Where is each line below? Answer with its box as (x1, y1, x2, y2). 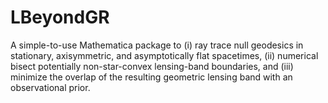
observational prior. (10, 81, 91, 93)
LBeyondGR (10, 6, 110, 29)
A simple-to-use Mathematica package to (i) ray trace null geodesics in (10, 39, 304, 51)
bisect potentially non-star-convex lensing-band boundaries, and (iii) (10, 60, 294, 72)
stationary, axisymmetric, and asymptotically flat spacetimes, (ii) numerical (10, 49, 319, 61)
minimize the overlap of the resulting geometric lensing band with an (10, 71, 293, 83)
